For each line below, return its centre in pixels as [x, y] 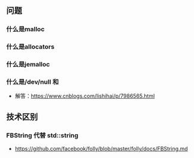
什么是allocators [31, 47]
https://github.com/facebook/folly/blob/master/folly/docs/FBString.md [101, 149]
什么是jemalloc [28, 65]
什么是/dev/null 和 [32, 82]
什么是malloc [25, 29]
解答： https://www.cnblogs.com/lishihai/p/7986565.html [85, 96]
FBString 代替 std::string [43, 135]
